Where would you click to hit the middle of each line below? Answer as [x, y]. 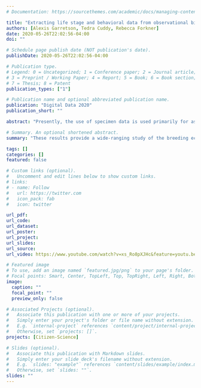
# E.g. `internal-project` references [57, 326]
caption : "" [27, 287]
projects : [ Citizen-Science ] [42, 337]
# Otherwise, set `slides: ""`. [49, 370]
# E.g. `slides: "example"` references [59, 365]
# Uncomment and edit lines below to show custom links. [81, 177]
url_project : [22, 237]
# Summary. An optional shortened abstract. [63, 133]
